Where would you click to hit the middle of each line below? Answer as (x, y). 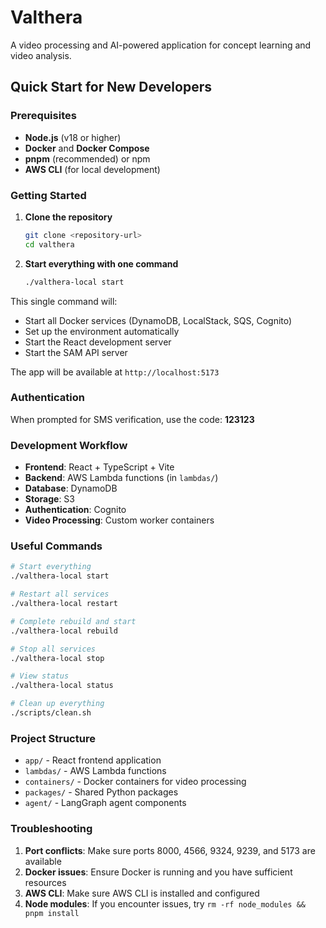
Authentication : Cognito (75, 510)
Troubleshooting (51, 829)
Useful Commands (56, 546)
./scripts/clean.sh (51, 713)
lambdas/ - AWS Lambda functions (95, 771)
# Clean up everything (57, 704)
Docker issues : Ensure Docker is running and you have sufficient (158, 872)
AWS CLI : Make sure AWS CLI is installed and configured (142, 893)
